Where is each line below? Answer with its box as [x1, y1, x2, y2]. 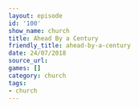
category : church [8, 72, 67, 80]
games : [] [8, 64, 42, 72]
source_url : [8, 57, 48, 65]
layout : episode [8, 11, 63, 20]
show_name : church [8, 27, 70, 35]
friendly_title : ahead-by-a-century [8, 42, 131, 50]
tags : [8, 79, 27, 87]
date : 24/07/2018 [8, 49, 67, 57]
